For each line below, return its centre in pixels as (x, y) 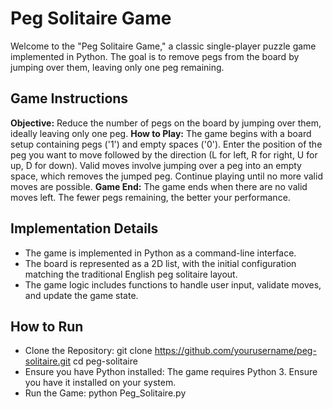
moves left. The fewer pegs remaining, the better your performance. (150, 197)
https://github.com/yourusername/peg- (235, 351)
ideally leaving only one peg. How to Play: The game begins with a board (161, 133)
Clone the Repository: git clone (88, 351)
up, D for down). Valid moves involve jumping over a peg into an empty (156, 165)
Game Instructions (69, 98)
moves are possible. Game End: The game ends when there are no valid (159, 186)
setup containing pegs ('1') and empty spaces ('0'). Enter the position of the (166, 144)
